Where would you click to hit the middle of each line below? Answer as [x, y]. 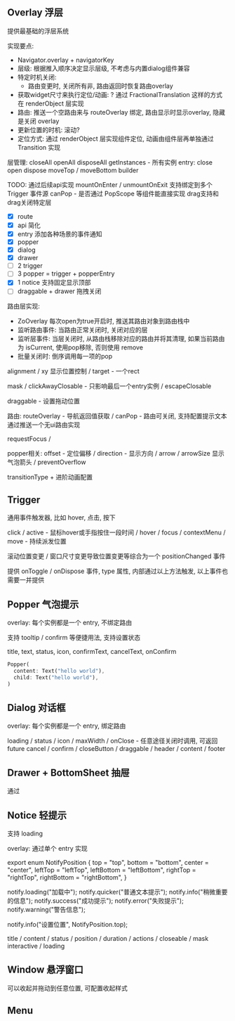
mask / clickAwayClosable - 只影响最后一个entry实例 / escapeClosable [109, 386]
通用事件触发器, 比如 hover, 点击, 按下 [61, 518]
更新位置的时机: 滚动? [48, 129]
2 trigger [30, 266]
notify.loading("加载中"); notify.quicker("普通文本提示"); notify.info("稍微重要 [117, 892]
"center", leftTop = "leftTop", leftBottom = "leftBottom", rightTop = [102, 870]
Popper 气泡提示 [43, 604]
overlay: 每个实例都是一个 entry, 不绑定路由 [69, 623]
